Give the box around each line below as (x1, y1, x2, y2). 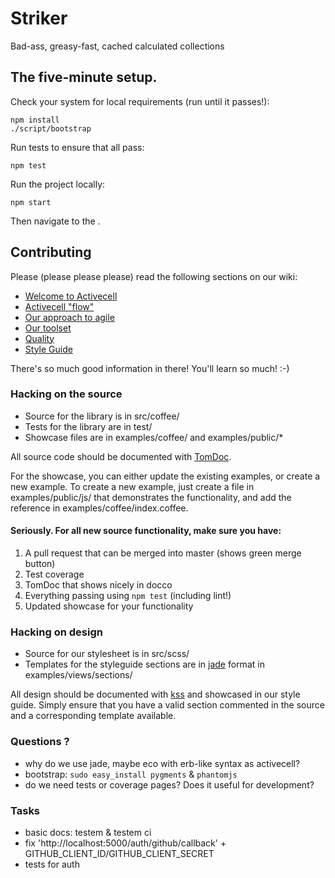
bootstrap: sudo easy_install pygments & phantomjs (24, 768, 238, 780)
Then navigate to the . (10, 215, 101, 227)
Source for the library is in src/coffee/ (24, 410, 180, 422)
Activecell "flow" (24, 300, 95, 312)
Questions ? (10, 735, 70, 749)
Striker (10, 7, 68, 30)
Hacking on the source (10, 387, 123, 401)
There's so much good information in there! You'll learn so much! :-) (10, 362, 290, 374)
